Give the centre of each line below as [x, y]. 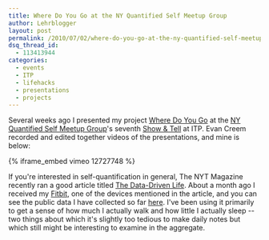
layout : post [30, 30]
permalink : [26, 38]
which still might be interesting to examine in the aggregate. [107, 228]
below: [19, 146]
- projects [34, 98]
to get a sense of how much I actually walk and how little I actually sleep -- [131, 211]
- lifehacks [36, 82]
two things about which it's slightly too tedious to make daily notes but [124, 219]
